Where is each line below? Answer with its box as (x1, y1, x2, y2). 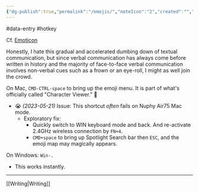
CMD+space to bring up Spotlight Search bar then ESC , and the (32, 134, 179, 141)
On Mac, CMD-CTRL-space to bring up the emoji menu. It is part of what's (6, 84, 179, 92)
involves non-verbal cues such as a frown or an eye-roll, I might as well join (6, 66, 191, 74)
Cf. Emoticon (6, 36, 38, 43)
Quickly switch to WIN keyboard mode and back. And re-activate (32, 121, 191, 128)
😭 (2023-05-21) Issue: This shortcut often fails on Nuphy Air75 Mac (14, 102, 182, 110)
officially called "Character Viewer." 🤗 (6, 91, 98, 98)
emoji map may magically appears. (32, 140, 117, 147)
